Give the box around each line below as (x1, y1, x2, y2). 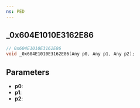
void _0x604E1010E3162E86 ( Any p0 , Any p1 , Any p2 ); (6, 51, 135, 57)
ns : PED (6, 8, 25, 15)
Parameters (6, 67, 50, 77)
